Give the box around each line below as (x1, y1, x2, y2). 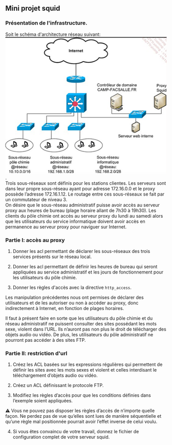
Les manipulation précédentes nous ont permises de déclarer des (5, 294, 144, 300)
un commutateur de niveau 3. (5, 196, 68, 202)
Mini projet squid (5, 4, 60, 13)
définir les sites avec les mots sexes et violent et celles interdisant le (12, 367, 157, 373)
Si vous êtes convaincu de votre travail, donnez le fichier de (12, 429, 139, 435)
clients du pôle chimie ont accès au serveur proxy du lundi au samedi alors (5, 212, 163, 219)
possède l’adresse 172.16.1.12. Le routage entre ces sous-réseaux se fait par (5, 191, 165, 197)
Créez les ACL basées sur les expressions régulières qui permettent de (12, 361, 163, 367)
